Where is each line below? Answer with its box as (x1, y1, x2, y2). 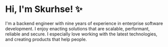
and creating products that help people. (5, 36, 87, 42)
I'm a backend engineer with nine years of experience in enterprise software (5, 20, 163, 26)
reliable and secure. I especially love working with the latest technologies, (5, 31, 157, 37)
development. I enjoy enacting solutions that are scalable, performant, (5, 25, 150, 31)
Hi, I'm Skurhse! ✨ (5, 3, 83, 15)
